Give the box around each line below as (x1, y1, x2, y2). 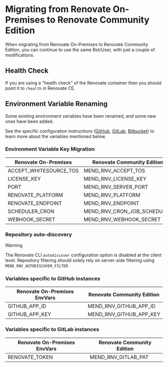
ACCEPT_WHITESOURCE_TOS (7, 167, 79, 174)
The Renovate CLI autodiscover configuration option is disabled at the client (5, 252, 161, 258)
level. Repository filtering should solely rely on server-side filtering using (5, 257, 155, 263)
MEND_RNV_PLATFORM (83, 191, 140, 198)
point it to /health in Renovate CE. (5, 85, 75, 91)
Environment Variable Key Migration (5, 146, 95, 153)
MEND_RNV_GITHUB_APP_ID (87, 303, 156, 310)
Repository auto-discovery (5, 231, 72, 238)
